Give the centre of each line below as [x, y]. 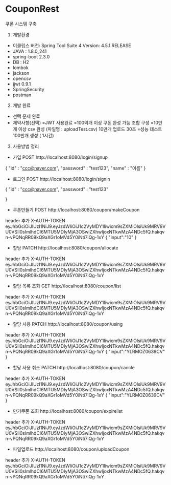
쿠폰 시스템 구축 [21, 24]
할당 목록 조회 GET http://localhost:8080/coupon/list [67, 286]
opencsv [22, 78]
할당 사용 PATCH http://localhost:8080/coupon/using [68, 324]
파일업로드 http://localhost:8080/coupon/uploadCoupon [71, 449]
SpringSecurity [28, 89]
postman [22, 95]
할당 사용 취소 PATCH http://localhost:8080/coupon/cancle [74, 367]
